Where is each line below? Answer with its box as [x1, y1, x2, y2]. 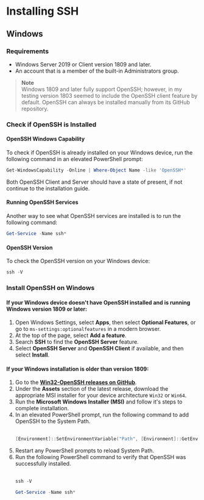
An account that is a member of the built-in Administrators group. [15, 67, 180, 74]
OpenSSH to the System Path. [15, 418, 91, 425]
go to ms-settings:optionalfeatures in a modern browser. [15, 325, 161, 333]
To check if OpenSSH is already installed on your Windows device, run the [6, 149, 193, 156]
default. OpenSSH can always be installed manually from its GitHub [21, 98, 191, 106]
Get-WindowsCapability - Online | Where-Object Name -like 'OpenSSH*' [6, 167, 187, 173]
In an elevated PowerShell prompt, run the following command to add [15, 411, 189, 419]
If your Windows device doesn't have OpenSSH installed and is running [6, 299, 191, 306]
